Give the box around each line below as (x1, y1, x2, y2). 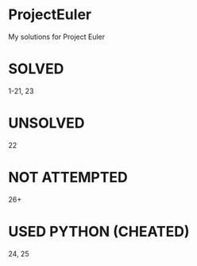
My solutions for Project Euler (8, 32, 106, 41)
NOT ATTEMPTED (8, 169, 129, 186)
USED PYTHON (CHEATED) (8, 222, 190, 241)
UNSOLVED (8, 114, 85, 132)
